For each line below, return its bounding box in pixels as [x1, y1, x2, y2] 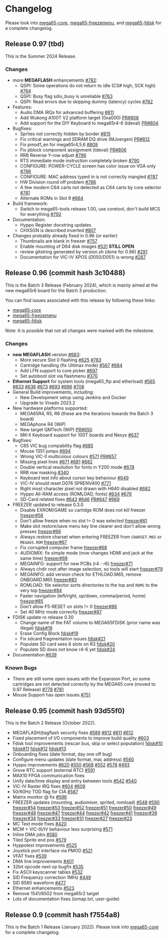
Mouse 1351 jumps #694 [20, 448, 71, 454]
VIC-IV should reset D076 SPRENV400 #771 [20, 480, 111, 486]
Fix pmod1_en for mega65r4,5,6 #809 [20, 142, 98, 148]
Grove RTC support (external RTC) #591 [12, 767, 95, 773]
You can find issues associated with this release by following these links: [5, 297, 156, 303]
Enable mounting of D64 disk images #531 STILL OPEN [20, 243, 135, 250]
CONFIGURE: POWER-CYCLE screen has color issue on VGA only [20, 163, 156, 169]
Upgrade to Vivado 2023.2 [20, 400, 75, 406]
